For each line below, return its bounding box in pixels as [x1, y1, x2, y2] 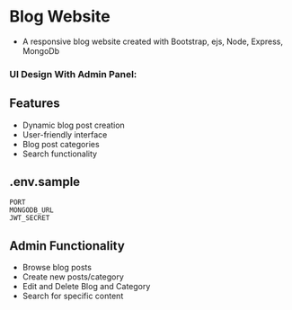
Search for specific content [22, 290, 124, 302]
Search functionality [22, 148, 97, 159]
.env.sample [9, 174, 81, 190]
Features [9, 96, 60, 111]
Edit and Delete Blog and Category [22, 281, 151, 292]
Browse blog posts [22, 262, 93, 273]
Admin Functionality [9, 238, 126, 253]
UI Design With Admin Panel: [9, 67, 137, 80]
